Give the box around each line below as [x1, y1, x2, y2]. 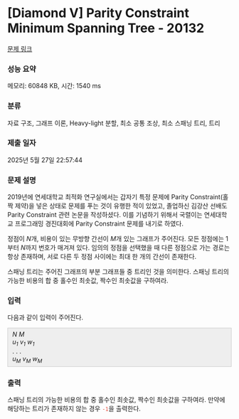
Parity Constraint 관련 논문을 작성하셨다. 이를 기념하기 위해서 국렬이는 [7, 211, 203, 219]
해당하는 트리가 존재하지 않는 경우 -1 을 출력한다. [7, 404, 141, 413]
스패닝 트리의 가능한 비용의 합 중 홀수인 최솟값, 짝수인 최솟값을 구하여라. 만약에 [7, 396, 225, 404]
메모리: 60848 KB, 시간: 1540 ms [7, 82, 102, 90]
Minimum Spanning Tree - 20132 [7, 20, 205, 36]
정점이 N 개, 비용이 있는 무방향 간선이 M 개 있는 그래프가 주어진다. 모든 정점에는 [7, 235, 224, 243]
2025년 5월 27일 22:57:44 [7, 155, 83, 164]
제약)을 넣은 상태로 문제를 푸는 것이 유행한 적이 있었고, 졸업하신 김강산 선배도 [14, 201, 228, 211]
